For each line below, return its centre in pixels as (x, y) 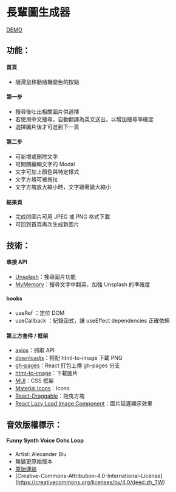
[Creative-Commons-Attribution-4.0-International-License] (89, 476)
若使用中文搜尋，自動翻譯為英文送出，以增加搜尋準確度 (84, 119)
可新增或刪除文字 (36, 156)
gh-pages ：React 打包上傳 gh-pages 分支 (67, 365)
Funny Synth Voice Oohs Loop (45, 441)
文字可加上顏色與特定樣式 (47, 172)
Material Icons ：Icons (42, 388)
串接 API (17, 262)
